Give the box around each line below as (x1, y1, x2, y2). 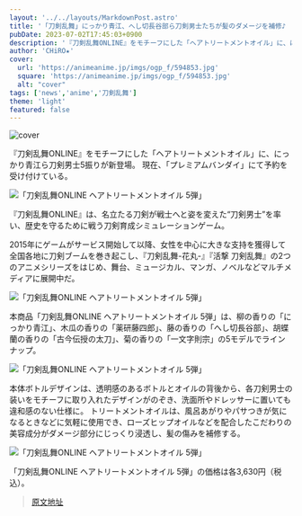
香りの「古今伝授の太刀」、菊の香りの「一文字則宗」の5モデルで (24, 334, 262, 344)
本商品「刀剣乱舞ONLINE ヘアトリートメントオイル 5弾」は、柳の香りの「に (9, 311, 292, 322)
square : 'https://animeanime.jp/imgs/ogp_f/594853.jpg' (17, 72, 231, 81)
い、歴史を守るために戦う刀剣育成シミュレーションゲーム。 (9, 220, 230, 231)
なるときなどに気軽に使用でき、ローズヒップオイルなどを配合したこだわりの (9, 417, 292, 428)
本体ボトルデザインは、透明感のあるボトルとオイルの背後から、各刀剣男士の (9, 383, 293, 394)
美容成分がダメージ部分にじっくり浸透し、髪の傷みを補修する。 (9, 428, 245, 439)
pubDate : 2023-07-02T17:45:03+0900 (9, 30, 143, 39)
